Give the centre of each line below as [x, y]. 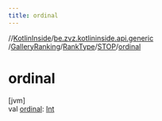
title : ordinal [33, 15]
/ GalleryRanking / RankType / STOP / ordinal [75, 46]
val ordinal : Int [31, 108]
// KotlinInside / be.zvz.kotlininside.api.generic [81, 38]
